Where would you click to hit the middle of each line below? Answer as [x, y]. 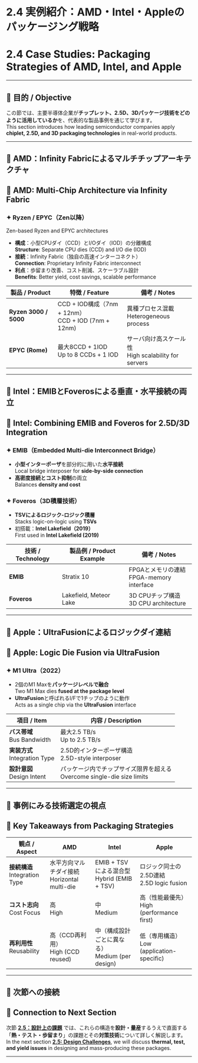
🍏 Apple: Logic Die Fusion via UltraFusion [83, 653]
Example [92, 559]
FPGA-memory [150, 578]
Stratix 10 [75, 577]
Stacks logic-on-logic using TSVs [56, 521]
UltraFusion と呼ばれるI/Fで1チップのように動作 [72, 698]
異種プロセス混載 [150, 309]
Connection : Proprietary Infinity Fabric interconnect [78, 263]
